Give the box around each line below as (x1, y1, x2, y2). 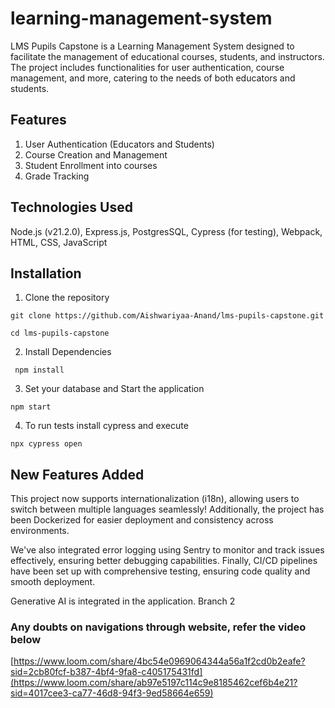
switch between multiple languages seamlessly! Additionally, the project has (10, 503, 325, 516)
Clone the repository (24, 292, 110, 304)
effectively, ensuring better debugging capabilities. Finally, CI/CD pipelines (10, 555, 318, 567)
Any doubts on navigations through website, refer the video (10, 620, 307, 634)
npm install (14, 365, 65, 376)
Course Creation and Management (24, 148, 168, 161)
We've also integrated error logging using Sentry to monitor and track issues (10, 544, 325, 556)
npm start (10, 402, 52, 412)
